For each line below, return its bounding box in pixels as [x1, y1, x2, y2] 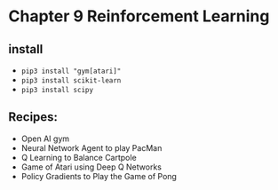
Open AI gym [20, 133, 70, 144]
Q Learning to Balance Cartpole [20, 152, 137, 162]
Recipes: [8, 109, 59, 125]
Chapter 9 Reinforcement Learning [8, 6, 270, 27]
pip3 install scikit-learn [20, 76, 122, 85]
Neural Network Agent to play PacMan [20, 142, 163, 153]
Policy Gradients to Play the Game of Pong [20, 170, 177, 181]
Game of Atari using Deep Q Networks [20, 162, 162, 172]
